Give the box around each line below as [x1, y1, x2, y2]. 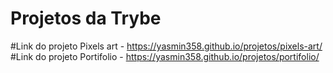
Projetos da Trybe [10, 7, 162, 30]
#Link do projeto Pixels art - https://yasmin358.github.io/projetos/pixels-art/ [10, 40, 323, 52]
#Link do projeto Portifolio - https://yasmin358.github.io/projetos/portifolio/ [10, 50, 320, 62]
